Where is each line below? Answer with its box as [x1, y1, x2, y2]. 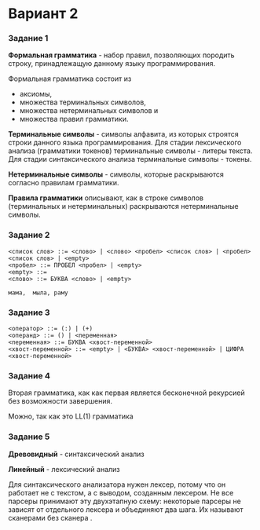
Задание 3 [8, 307, 50, 318]
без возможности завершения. [8, 397, 112, 406]
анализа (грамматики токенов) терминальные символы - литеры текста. [8, 146, 253, 155]
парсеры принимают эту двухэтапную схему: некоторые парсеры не [8, 496, 241, 506]
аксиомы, [19, 90, 53, 99]
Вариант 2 [8, 5, 79, 23]
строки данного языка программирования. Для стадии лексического [8, 138, 242, 148]
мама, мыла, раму [8, 288, 68, 297]
